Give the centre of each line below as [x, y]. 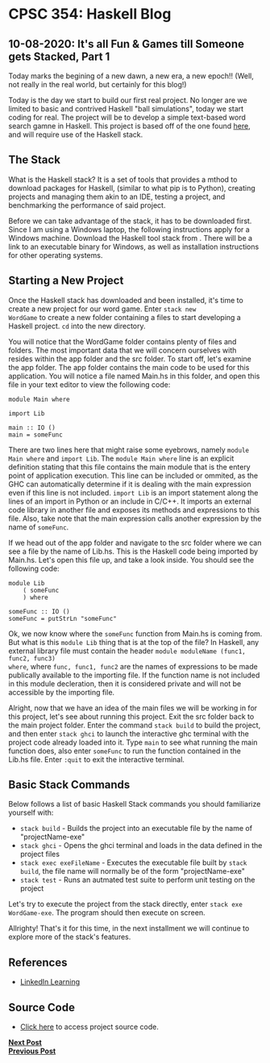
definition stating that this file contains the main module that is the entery [130, 466]
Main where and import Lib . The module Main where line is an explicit [121, 458]
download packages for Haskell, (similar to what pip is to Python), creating [132, 188]
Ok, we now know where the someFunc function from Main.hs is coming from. [135, 633]
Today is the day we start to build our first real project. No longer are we [128, 100]
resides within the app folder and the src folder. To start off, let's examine [130, 359]
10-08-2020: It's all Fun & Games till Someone [126, 44]
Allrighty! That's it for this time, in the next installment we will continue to [129, 928]
